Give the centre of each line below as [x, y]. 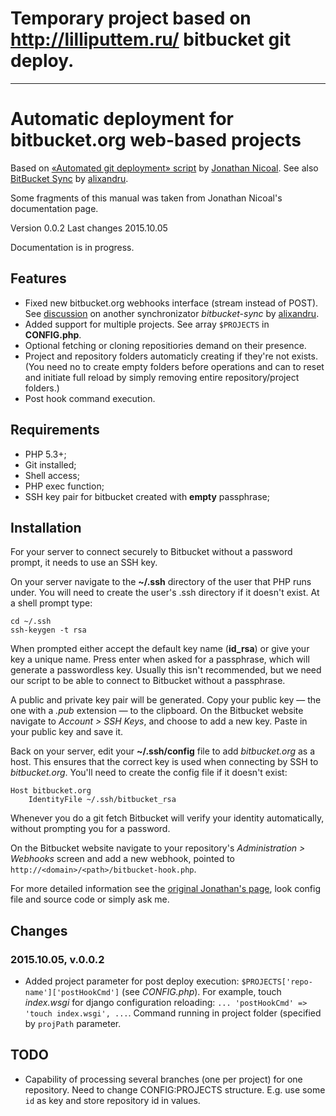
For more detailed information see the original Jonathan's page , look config [166, 889]
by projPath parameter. [73, 1023]
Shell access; [52, 475]
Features [38, 278]
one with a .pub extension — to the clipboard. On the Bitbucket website [157, 711]
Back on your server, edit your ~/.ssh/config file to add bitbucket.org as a [163, 751]
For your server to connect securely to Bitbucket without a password [151, 552]
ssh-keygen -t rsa [48, 630]
